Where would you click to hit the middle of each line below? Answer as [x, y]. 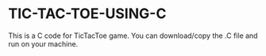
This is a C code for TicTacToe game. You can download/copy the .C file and [133, 35]
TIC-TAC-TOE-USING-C [87, 14]
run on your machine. [43, 43]
